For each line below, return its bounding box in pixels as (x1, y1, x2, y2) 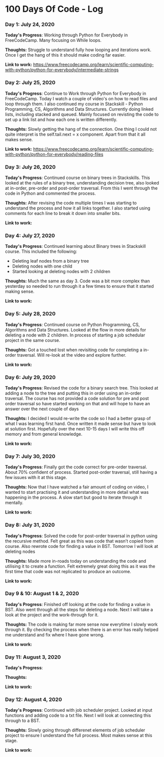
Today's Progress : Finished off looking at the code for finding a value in (5, 601, 151, 607)
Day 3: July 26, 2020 (5, 163, 56, 170)
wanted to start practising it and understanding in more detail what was (5, 489, 149, 495)
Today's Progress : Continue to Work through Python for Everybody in (5, 90, 146, 96)
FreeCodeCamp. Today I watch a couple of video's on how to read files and (5, 95, 158, 101)
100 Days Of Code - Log (5, 3, 104, 15)
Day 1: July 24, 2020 (5, 21, 55, 28)
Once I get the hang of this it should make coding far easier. (5, 52, 126, 58)
